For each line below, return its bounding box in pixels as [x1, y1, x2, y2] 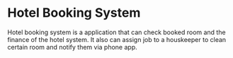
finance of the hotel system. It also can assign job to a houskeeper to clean [7, 35, 227, 43]
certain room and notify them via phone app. [7, 43, 137, 51]
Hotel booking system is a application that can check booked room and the [7, 28, 226, 36]
